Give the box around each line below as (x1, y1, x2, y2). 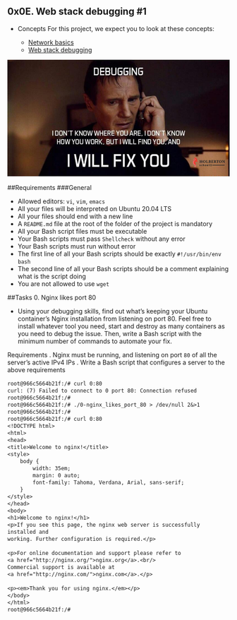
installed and (7, 528, 49, 535)
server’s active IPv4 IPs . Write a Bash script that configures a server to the (7, 358, 226, 366)
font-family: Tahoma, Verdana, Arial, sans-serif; (32, 479, 185, 486)
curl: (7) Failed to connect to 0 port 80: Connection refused (7, 387, 197, 394)
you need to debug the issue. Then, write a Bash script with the (17, 329, 202, 338)
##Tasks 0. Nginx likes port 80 (7, 293, 97, 302)
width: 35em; (32, 465, 71, 472)
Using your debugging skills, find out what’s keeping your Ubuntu (17, 306, 208, 315)
